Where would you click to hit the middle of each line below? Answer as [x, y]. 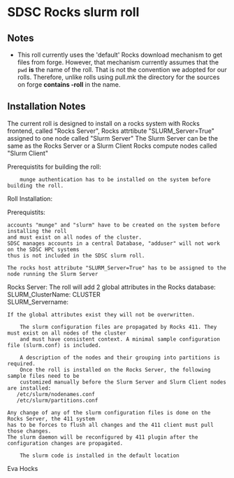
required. [22, 364]
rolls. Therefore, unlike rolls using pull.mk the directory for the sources [118, 77]
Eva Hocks [23, 468]
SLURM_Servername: [38, 302]
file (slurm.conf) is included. [54, 345]
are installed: [29, 388]
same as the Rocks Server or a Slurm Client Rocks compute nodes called [112, 146]
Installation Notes [46, 107]
